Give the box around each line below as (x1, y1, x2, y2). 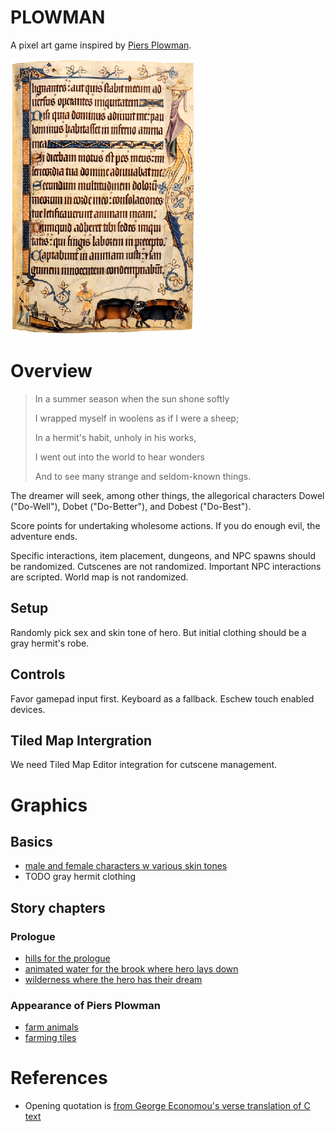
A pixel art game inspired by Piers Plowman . (10, 39, 192, 51)
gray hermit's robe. (10, 637, 90, 649)
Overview (10, 360, 93, 383)
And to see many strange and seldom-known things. (34, 470, 252, 482)
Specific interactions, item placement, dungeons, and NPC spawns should (10, 549, 316, 561)
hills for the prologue (24, 952, 111, 964)
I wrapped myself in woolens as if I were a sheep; (34, 412, 240, 424)
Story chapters (10, 899, 106, 916)
